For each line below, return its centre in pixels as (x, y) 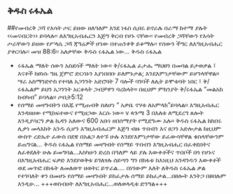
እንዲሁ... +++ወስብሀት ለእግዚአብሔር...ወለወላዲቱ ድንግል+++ (92, 183)
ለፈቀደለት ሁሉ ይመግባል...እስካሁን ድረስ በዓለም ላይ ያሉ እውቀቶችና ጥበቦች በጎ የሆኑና (116, 152)
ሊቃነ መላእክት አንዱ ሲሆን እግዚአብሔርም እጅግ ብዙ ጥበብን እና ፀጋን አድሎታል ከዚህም (119, 128)
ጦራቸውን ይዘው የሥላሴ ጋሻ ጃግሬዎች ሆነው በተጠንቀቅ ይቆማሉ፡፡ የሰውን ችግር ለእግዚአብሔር (115, 43)
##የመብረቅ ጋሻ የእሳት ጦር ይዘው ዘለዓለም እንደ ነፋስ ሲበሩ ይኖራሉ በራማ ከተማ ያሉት (107, 27)
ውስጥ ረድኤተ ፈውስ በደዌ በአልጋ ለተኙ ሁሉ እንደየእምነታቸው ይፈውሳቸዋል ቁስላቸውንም (121, 136)
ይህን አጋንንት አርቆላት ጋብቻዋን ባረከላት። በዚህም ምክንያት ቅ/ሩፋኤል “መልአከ (132, 89)
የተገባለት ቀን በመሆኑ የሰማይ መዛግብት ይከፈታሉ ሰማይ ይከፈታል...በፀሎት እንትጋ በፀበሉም (122, 175)
